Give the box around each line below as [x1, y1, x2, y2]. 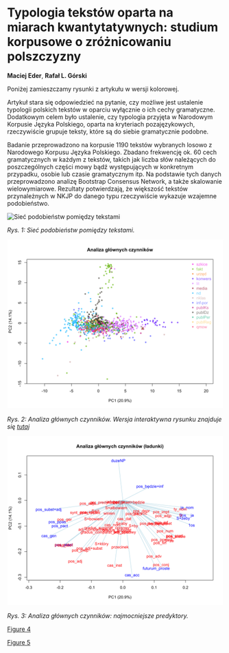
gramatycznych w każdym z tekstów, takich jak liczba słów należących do [7, 155, 216, 163]
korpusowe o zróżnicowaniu [7, 34, 171, 50]
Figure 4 [7, 625, 31, 633]
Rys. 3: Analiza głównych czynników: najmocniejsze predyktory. [7, 611, 189, 620]
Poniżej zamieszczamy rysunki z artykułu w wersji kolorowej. [7, 85, 180, 93]
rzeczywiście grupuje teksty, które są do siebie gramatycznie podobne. [7, 127, 209, 136]
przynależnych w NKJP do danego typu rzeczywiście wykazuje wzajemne [7, 191, 217, 200]
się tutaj [7, 422, 30, 431]
